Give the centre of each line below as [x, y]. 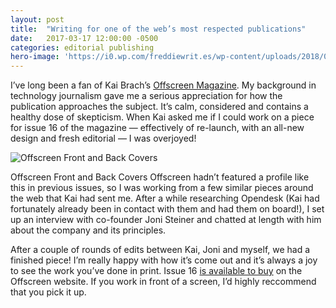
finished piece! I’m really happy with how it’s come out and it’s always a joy [164, 260]
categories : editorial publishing [82, 47]
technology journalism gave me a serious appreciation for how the [146, 96]
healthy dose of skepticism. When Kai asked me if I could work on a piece [162, 117]
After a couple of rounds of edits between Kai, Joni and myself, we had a [160, 250]
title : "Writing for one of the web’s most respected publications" [158, 29]
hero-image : [35, 57]
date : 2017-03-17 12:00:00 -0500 [84, 38]
